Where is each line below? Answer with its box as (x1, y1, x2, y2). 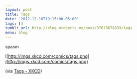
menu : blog (5, 30, 28, 35)
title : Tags (5, 12, 30, 17)
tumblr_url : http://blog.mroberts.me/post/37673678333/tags (5, 26, 133, 31)
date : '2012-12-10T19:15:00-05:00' (5, 16, 79, 21)
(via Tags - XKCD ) (5, 68, 42, 74)
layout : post (5, 7, 32, 12)
